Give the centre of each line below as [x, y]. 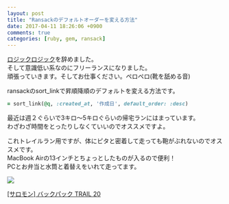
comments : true [29, 33]
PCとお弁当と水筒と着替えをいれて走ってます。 [74, 166]
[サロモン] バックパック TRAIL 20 [54, 194]
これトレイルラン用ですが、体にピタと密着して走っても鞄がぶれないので [109, 141]
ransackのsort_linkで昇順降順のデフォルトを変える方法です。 [93, 91]
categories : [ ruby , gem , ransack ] [57, 39]
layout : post [26, 13]
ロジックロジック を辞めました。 [52, 60]
